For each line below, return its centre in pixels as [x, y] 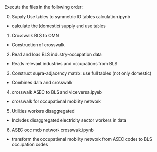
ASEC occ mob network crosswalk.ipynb [52, 130]
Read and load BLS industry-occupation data [57, 54]
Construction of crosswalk [38, 45]
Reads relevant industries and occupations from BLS [64, 64]
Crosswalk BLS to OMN [35, 35]
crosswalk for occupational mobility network [56, 101]
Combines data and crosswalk [42, 83]
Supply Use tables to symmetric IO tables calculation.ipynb [71, 16]
